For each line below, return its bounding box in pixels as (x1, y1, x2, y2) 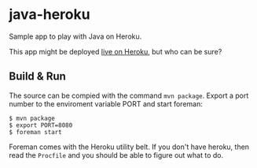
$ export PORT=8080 (9, 121, 73, 129)
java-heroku (9, 6, 90, 24)
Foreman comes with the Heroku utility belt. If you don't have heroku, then (9, 142, 250, 151)
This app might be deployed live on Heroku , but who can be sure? (9, 47, 222, 56)
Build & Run (9, 69, 66, 84)
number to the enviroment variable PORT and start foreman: (9, 99, 203, 108)
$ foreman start (9, 128, 62, 136)
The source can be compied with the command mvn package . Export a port (9, 91, 249, 100)
